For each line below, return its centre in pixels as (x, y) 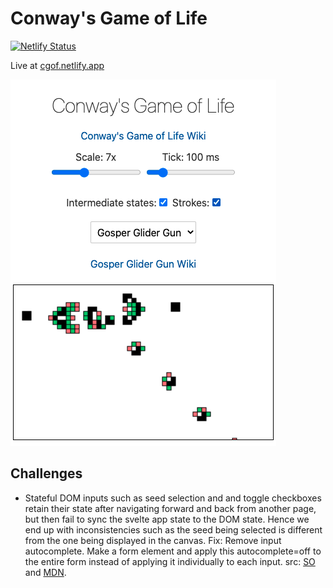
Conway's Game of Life (109, 18)
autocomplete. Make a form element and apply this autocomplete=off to (173, 551)
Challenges (46, 473)
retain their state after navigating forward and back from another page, (170, 508)
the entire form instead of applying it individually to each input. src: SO (170, 561)
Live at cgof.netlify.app (57, 65)
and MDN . (45, 572)
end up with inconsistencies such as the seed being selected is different (173, 529)
